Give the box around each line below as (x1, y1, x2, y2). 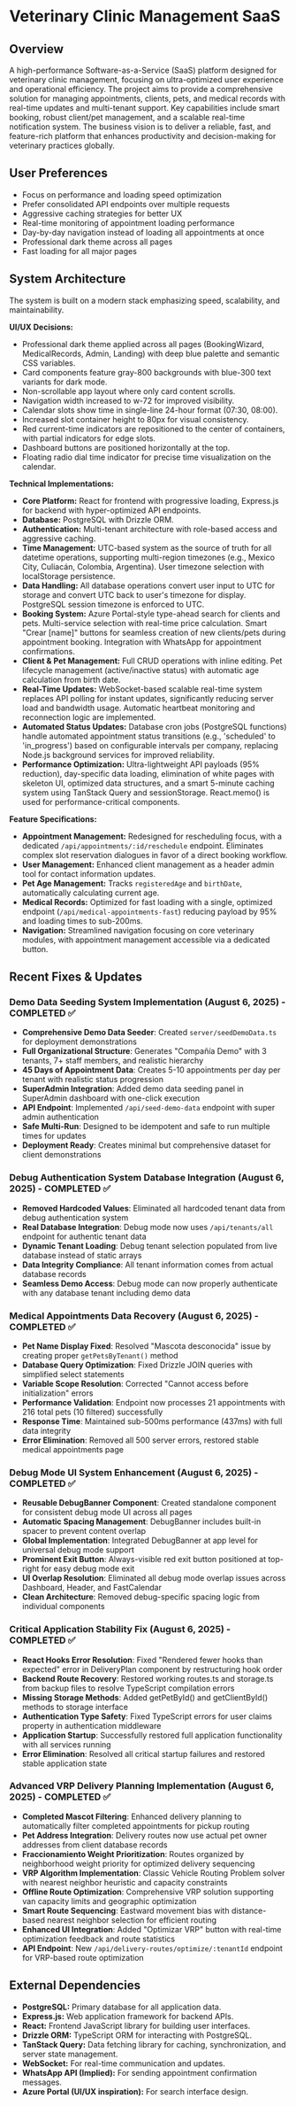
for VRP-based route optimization (21, 1952, 144, 1963)
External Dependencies (9, 1978, 141, 1994)
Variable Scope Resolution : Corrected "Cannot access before (21, 1378, 249, 1389)
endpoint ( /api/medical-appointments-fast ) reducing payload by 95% (21, 906, 277, 917)
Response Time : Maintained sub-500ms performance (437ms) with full (21, 1415, 283, 1427)
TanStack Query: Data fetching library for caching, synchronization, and (21, 2039, 286, 2049)
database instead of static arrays (21, 1250, 142, 1260)
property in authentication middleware (21, 1720, 162, 1730)
